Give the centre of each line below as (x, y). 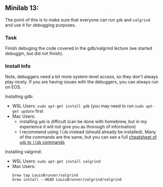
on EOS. (13, 87)
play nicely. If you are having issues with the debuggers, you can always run (82, 82)
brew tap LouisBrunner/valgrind (45, 175)
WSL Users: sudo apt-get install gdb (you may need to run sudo (78, 106)
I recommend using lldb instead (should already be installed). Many (88, 132)
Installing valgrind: (24, 152)
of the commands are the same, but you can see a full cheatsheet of (88, 137)
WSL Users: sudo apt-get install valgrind (56, 161)
